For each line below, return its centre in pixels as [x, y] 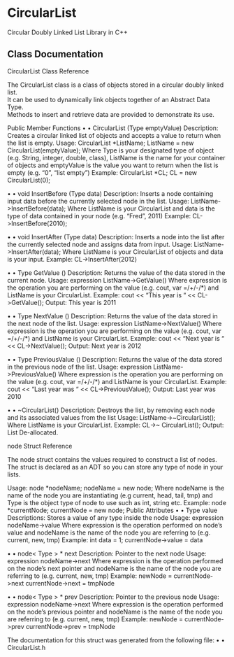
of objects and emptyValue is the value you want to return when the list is [113, 165]
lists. [14, 474]
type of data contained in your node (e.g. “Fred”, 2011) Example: [99, 216]
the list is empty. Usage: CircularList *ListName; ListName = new [101, 143]
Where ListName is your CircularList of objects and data [143, 252]
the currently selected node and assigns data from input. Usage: [100, 244]
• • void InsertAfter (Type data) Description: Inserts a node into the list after [116, 236]
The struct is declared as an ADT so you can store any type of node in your [115, 467]
